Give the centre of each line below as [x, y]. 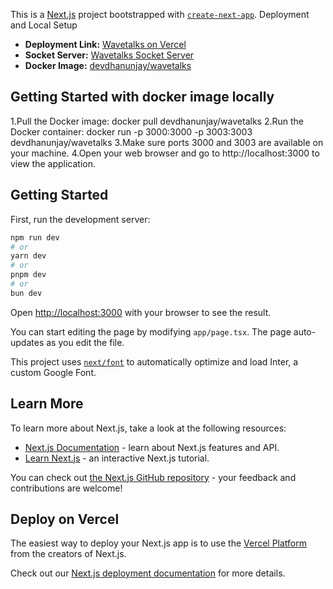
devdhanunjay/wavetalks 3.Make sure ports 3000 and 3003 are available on [167, 142]
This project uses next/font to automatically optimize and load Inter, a [154, 361]
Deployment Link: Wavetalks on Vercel [105, 44]
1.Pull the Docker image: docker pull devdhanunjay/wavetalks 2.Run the [157, 121]
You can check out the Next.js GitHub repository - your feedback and [153, 477]
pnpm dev [28, 275]
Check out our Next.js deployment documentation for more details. [148, 573]
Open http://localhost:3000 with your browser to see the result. [141, 312]
